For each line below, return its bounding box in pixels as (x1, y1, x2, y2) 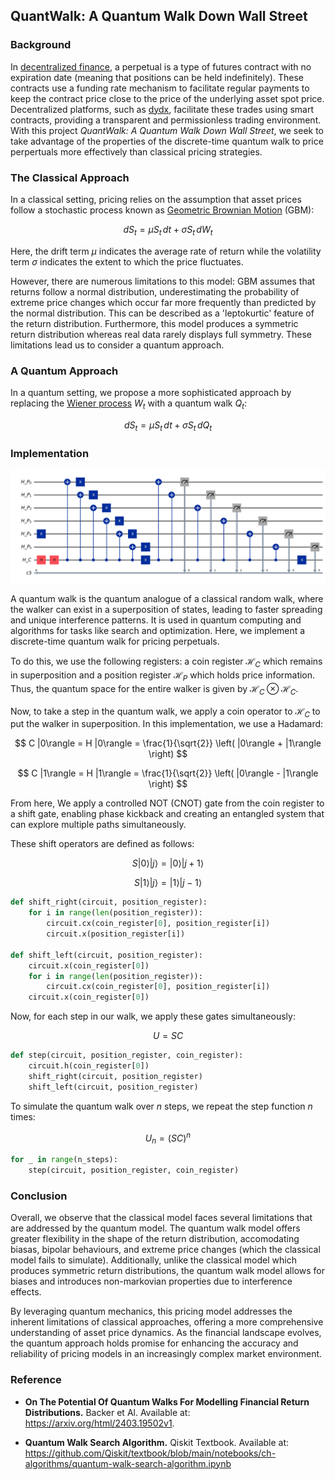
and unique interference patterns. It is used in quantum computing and (10, 614, 302, 626)
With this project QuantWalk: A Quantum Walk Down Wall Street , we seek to (10, 124, 325, 136)
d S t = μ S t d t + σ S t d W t (123, 223, 213, 238)
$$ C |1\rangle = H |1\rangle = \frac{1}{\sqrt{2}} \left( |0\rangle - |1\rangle (17, 767, 319, 779)
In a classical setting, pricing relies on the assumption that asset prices (10, 193, 302, 205)
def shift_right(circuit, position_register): (10, 897, 208, 908)
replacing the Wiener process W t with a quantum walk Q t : (10, 397, 248, 411)
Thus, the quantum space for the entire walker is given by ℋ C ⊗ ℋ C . (10, 682, 299, 697)
